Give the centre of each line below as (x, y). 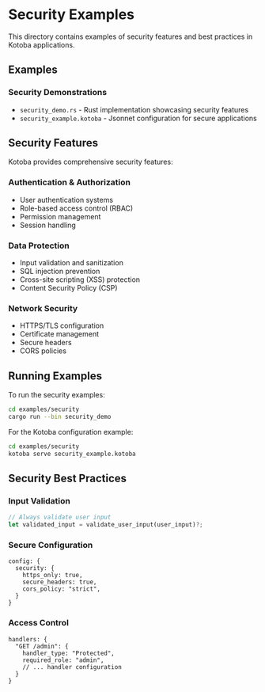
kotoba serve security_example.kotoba (72, 454)
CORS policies (43, 351)
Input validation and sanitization (72, 263)
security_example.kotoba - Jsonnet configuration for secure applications (138, 118)
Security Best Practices (68, 479)
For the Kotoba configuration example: (71, 432)
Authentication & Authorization (69, 182)
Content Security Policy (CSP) (68, 288)
